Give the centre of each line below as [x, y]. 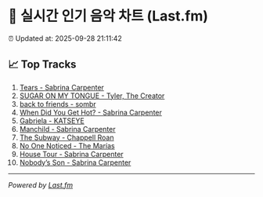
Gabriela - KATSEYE [52, 120]
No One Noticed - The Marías [67, 145]
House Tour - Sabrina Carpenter [71, 154]
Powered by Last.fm [41, 184]
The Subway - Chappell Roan [67, 137]
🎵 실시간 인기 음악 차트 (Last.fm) [108, 16]
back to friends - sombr [58, 104]
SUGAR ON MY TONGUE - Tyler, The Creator [92, 96]
